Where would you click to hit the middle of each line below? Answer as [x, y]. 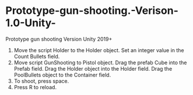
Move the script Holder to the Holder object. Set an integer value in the [99, 50]
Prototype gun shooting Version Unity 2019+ [59, 39]
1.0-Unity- [31, 23]
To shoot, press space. [41, 81]
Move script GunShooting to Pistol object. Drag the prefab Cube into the [100, 63]
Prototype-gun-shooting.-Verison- [92, 11]
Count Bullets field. [37, 56]
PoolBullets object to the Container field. [62, 75]
